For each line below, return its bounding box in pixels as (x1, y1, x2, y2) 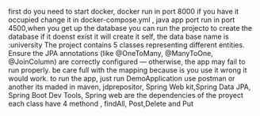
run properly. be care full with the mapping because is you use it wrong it (8, 65, 247, 74)
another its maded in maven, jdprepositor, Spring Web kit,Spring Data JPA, (8, 82, 251, 92)
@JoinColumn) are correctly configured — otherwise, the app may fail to (8, 57, 246, 66)
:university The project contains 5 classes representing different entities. (8, 40, 245, 50)
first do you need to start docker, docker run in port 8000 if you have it (8, 7, 239, 16)
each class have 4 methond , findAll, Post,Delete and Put (8, 99, 194, 108)
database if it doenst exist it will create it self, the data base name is (8, 32, 230, 41)
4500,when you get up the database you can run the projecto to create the (8, 24, 253, 32)
